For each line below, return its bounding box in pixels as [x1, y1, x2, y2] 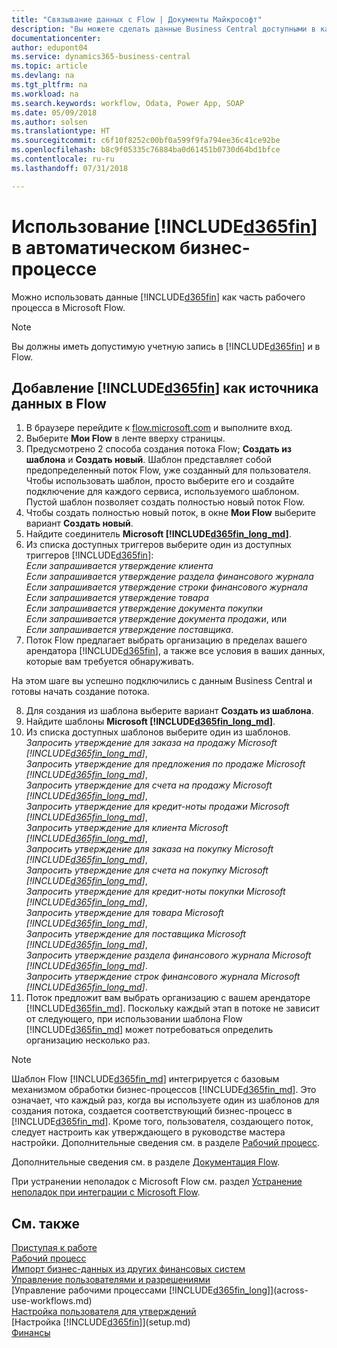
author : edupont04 [11, 42, 88, 53]
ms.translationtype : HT [11, 126, 111, 136]
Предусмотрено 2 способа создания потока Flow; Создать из [25, 443, 293, 455]
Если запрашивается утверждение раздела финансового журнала [25, 571, 314, 583]
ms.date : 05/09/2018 [11, 107, 98, 118]
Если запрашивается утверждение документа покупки [25, 602, 263, 615]
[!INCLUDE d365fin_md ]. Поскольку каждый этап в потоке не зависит [25, 1002, 320, 1015]
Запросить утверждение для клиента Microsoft [25, 822, 229, 834]
